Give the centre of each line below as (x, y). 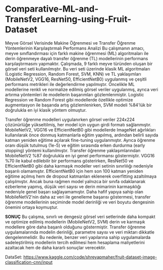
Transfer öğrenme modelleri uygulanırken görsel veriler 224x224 (70, 119)
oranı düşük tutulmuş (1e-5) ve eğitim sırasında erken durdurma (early (75, 145)
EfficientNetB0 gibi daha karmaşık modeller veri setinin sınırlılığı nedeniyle (79, 166)
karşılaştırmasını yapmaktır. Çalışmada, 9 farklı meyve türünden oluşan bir (79, 64)
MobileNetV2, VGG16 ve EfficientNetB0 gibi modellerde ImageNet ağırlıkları (80, 130)
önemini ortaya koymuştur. (32, 207)
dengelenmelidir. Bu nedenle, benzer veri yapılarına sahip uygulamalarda (78, 237)
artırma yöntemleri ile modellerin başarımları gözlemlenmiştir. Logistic (75, 94)
